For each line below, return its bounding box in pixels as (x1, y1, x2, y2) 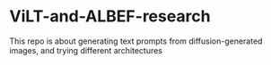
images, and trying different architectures (9, 45, 163, 55)
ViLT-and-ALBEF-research (9, 6, 211, 27)
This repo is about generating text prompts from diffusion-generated (9, 36, 263, 46)
